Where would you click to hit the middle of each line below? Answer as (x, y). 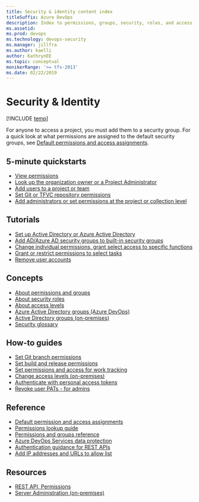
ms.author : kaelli (29, 51)
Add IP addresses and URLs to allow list (63, 454)
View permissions (37, 176)
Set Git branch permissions (48, 357)
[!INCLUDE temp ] (27, 119)
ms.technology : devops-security (46, 39)
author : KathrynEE (29, 56)
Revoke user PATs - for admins (52, 389)
